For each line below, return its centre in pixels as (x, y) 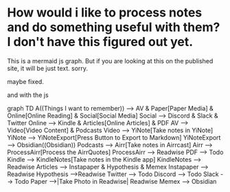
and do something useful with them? (114, 27)
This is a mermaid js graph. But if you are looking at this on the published (110, 61)
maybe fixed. (26, 81)
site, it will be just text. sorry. (47, 68)
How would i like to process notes (105, 13)
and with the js (28, 95)
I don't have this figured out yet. (100, 42)
